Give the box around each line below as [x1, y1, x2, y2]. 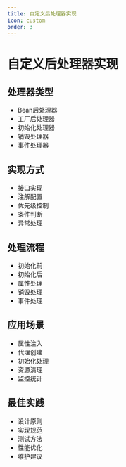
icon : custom [7, 17, 46, 24]
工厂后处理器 [17, 115, 55, 123]
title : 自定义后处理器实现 [7, 10, 77, 18]
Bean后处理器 [17, 106, 58, 115]
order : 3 [7, 23, 33, 30]
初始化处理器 [17, 124, 55, 132]
